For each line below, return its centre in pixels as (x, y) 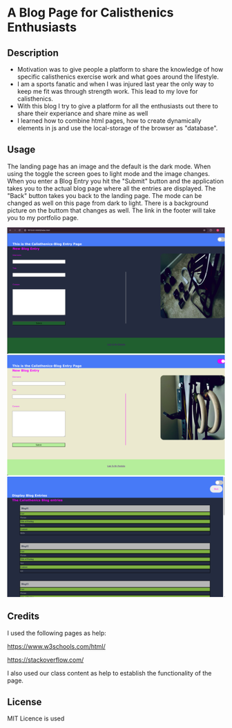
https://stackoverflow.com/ (46, 660)
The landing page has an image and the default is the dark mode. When (109, 166)
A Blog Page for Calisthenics (90, 13)
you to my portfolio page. (43, 217)
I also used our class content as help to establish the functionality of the (109, 673)
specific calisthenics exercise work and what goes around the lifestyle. (118, 77)
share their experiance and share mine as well (83, 113)
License (25, 702)
